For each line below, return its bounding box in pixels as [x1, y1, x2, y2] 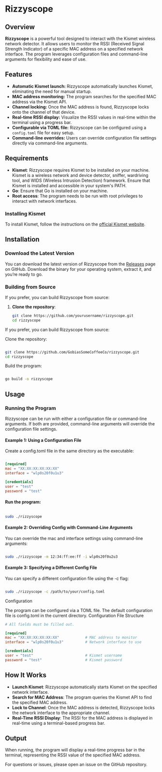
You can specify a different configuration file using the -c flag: [5, 575, 129, 581]
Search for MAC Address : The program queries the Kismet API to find [12, 694, 152, 700]
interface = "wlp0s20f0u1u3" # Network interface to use [5, 640, 142, 645]
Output [5, 734, 27, 742]
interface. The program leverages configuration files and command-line [5, 51, 148, 57]
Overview [5, 23, 35, 31]
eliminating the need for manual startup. [12, 88, 92, 94]
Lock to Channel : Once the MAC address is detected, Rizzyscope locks [12, 704, 155, 710]
